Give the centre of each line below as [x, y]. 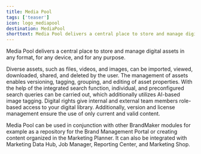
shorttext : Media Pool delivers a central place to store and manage [95, 34]
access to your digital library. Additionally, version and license [99, 107]
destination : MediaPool [36, 28]
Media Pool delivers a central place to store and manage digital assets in [95, 51]
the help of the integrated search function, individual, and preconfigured [95, 88]
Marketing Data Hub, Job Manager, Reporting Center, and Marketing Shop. [98, 144]
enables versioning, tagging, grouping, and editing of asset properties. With [99, 82]
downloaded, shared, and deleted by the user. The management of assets [97, 76]
